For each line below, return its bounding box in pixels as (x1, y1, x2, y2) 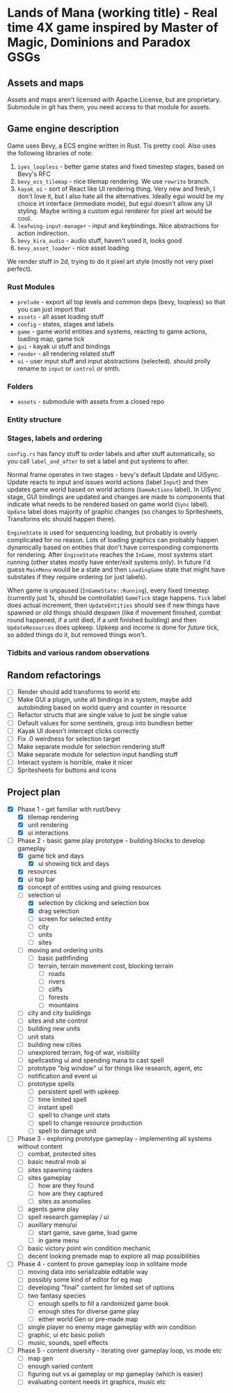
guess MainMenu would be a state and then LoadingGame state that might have (7, 565, 225, 574)
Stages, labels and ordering (7, 434, 102, 443)
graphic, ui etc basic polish (27, 1330, 106, 1339)
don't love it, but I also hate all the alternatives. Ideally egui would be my (17, 191, 224, 200)
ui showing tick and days (38, 860, 110, 868)
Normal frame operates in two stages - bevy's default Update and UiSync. (7, 470, 220, 478)
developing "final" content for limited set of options (27, 1283, 175, 1292)
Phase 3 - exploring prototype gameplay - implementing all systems (17, 1135, 212, 1143)
